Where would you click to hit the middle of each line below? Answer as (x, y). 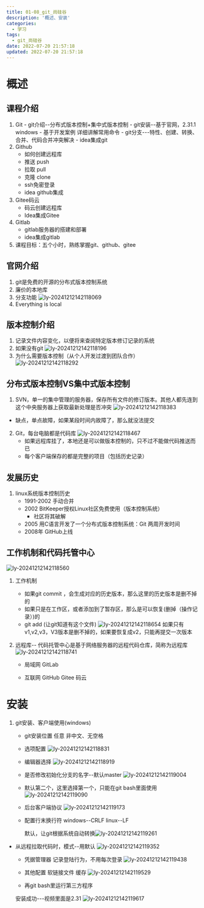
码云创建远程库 (43, 207)
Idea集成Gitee (42, 215)
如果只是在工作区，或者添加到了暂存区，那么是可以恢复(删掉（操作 (108, 609)
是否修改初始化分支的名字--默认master (73, 774)
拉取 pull (35, 169)
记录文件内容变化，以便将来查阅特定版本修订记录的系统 (85, 341)
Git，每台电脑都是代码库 (46, 433)
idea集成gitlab (42, 237)
